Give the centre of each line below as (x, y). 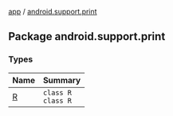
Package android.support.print (87, 36)
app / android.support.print (53, 12)
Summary (62, 80)
